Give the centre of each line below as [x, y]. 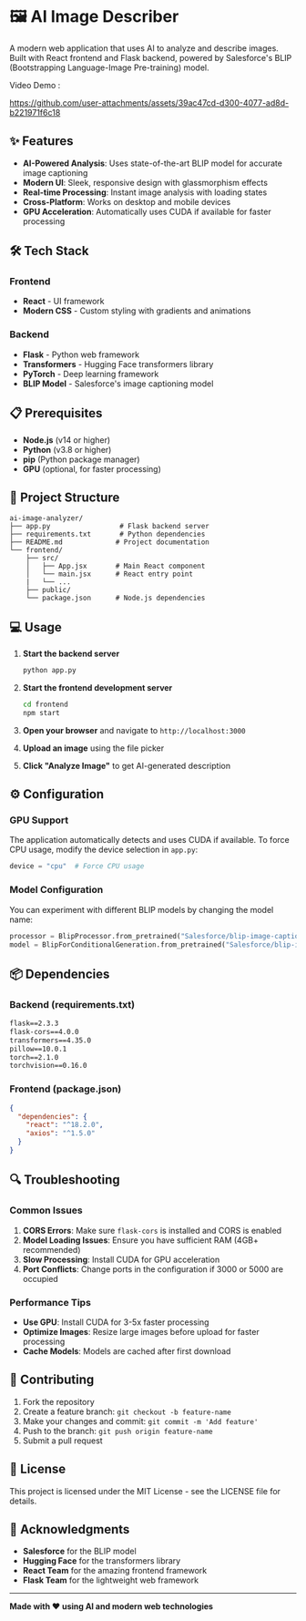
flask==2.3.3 [34, 1024]
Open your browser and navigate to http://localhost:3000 [134, 730]
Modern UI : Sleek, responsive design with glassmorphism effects [145, 182]
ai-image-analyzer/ [46, 518]
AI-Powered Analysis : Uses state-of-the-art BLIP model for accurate [152, 163]
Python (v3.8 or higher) [67, 449]
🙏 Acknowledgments [70, 1529]
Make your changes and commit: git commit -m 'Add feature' [140, 1421]
